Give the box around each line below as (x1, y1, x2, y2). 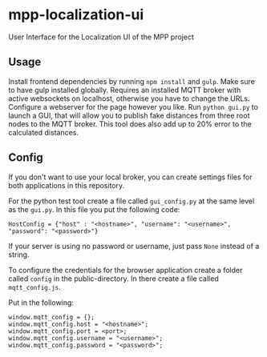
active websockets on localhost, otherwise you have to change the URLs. (8, 94, 250, 103)
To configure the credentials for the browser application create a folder (8, 265, 243, 275)
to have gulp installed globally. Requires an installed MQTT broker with (8, 85, 241, 94)
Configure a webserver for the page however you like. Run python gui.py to (8, 102, 259, 111)
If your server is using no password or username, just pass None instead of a (8, 241, 260, 251)
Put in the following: (8, 298, 75, 307)
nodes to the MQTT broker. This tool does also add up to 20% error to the (8, 118, 252, 129)
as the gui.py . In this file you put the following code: (8, 204, 180, 214)
